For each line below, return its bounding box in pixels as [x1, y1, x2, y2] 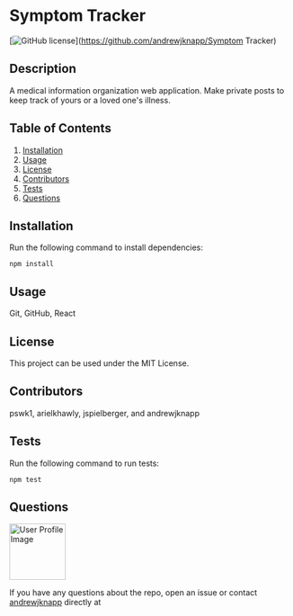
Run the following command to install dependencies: [9, 242, 204, 253]
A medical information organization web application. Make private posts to [9, 85, 285, 95]
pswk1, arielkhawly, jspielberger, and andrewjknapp [9, 407, 200, 418]
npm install [9, 260, 54, 269]
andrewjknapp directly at [9, 597, 102, 608]
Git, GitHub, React [9, 308, 76, 319]
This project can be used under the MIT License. [9, 358, 190, 369]
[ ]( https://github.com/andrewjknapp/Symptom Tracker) [9, 35, 277, 46]
